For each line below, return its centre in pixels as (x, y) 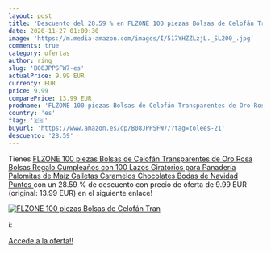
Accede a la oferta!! (41, 241)
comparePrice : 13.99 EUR (50, 98)
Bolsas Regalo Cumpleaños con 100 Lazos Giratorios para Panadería (122, 167)
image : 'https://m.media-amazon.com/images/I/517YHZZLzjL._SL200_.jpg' (131, 38)
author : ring (30, 61)
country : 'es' (32, 114)
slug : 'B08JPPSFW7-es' (46, 68)
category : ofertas (39, 53)
